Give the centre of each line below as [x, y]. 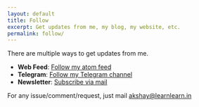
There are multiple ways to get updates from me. [78, 53]
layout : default [31, 14]
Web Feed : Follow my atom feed [64, 67]
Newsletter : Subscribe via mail [62, 82]
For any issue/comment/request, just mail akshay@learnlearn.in [99, 96]
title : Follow [28, 20]
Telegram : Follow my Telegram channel [75, 75]
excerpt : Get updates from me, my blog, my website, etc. [94, 27]
